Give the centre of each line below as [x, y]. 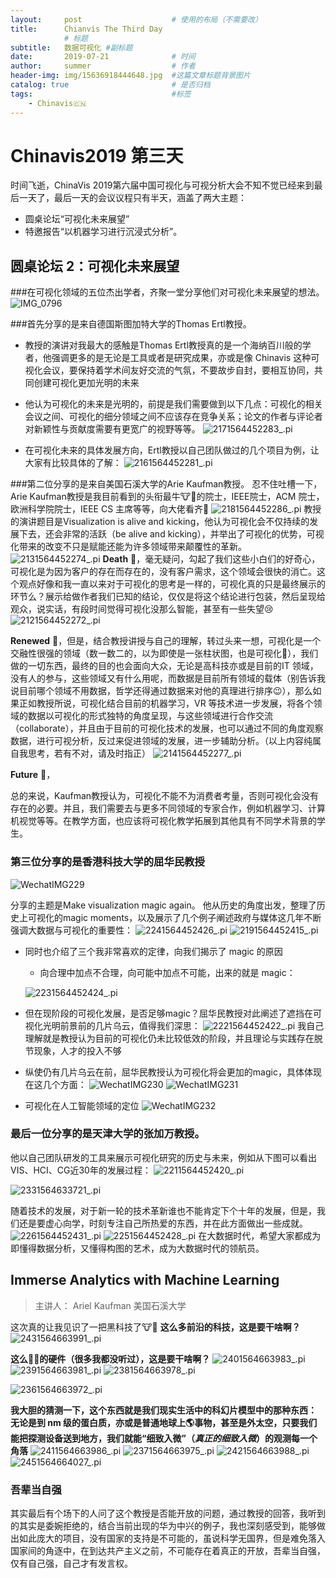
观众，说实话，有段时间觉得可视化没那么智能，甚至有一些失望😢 [142, 609]
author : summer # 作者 [103, 66]
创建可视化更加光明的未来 [86, 383]
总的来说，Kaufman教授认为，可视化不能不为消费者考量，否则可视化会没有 [165, 796]
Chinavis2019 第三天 [97, 155]
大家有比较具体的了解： [73, 463]
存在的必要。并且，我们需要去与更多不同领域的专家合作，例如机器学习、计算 [168, 808]
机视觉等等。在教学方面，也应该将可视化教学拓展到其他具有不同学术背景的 [163, 821]
